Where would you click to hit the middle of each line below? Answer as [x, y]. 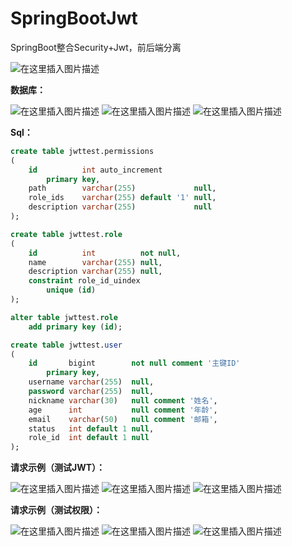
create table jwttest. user [66, 345]
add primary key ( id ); [75, 327]
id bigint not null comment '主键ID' [134, 363]
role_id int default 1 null [89, 438]
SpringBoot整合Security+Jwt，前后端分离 [96, 47]
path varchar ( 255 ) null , [122, 188]
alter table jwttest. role [64, 317]
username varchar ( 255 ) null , [91, 382]
